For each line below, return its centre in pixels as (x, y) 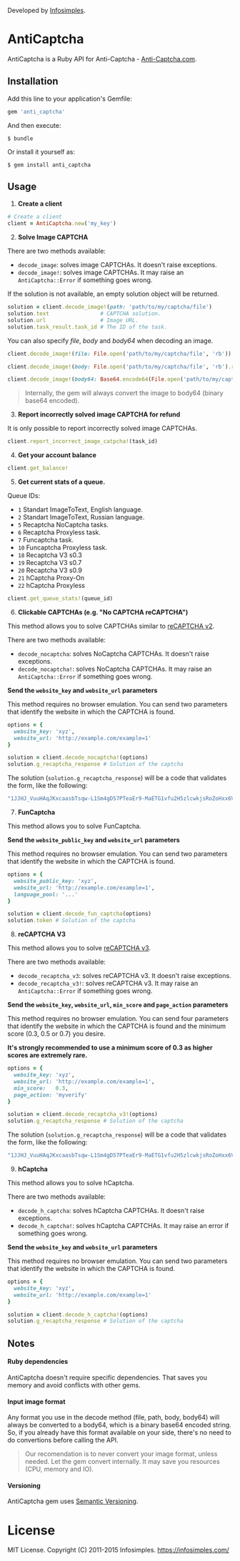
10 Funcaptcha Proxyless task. (62, 548)
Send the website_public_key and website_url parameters (94, 840)
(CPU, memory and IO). (59, 1469)
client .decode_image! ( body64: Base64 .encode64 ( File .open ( (95, 379)
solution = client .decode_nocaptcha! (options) (78, 758)
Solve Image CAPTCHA (53, 237)
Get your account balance (57, 455)
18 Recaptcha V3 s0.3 (50, 555)
